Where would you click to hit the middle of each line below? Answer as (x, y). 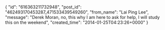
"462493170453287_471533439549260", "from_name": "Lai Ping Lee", (77, 12)
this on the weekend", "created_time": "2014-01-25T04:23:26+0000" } (77, 22)
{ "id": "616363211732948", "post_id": (43, 7)
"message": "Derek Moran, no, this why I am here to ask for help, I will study (82, 17)
